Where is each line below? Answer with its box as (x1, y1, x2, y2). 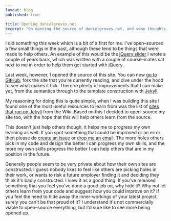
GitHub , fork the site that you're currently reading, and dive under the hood (5, 77, 164, 83)
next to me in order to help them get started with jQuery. (5, 62, 124, 68)
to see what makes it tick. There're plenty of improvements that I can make (5, 83, 163, 89)
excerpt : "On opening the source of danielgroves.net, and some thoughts (5, 26, 166, 31)
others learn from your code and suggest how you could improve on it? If (5, 188, 160, 194)
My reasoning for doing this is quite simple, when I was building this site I (5, 98, 160, 104)
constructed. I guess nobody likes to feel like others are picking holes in (5, 166, 157, 173)
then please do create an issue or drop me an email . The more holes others (5, 135, 164, 141)
